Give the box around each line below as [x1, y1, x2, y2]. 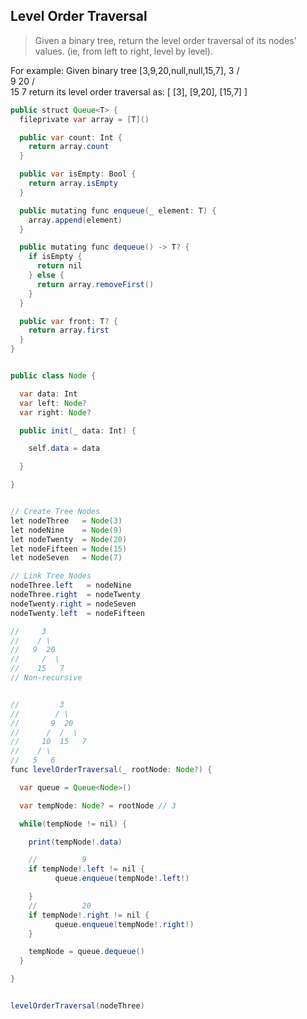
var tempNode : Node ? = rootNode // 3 [19, 800, 177, 811]
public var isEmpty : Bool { [19, 169, 137, 179]
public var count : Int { [19, 132, 123, 143]
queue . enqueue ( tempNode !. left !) [54, 874, 190, 884]
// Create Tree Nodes [10, 507, 101, 517]
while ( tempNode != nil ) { [19, 819, 128, 829]
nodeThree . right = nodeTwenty [10, 590, 141, 600]
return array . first [28, 325, 110, 336]
